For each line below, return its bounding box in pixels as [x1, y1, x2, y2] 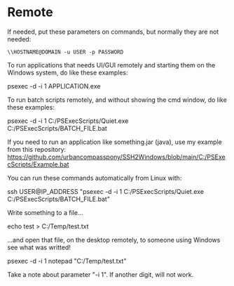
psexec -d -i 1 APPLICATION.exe [7, 82, 101, 90]
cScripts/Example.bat [7, 160, 69, 169]
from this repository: [7, 145, 67, 153]
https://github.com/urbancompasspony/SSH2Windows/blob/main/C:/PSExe [7, 152, 226, 161]
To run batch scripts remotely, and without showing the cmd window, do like [7, 96, 228, 104]
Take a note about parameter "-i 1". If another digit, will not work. [7, 270, 194, 278]
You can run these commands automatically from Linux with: [7, 174, 182, 182]
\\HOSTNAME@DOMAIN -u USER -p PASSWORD [7, 48, 124, 56]
